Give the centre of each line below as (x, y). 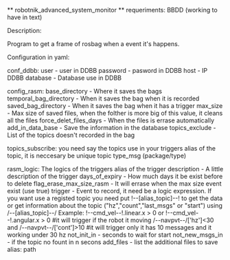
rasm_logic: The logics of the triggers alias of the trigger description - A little (115, 169)
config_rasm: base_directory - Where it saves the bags (85, 91)
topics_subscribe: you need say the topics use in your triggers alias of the (112, 148)
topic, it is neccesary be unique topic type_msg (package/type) (97, 155)
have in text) (25, 17)
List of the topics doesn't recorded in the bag (71, 135)
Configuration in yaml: (38, 57)
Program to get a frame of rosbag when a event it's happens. (93, 44)
